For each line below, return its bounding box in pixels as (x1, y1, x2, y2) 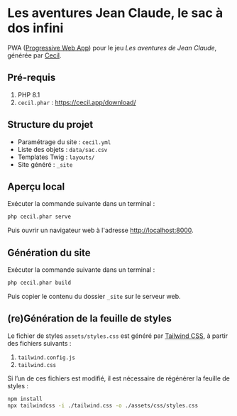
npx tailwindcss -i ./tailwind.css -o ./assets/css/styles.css (7, 402, 199, 409)
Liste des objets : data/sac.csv (17, 145, 108, 153)
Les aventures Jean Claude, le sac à (7, 5, 224, 21)
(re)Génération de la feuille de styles (7, 312, 172, 324)
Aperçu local (7, 180, 65, 192)
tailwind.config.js (17, 354, 76, 361)
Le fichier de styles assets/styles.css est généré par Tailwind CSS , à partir (7, 332, 228, 340)
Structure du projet (7, 119, 94, 131)
